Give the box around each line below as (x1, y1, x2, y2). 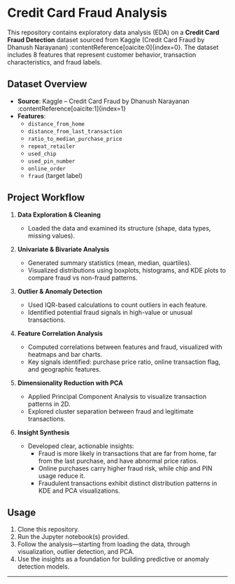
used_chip (27, 150, 57, 157)
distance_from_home (27, 121, 85, 128)
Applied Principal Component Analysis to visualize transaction (27, 392, 207, 400)
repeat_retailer (27, 142, 76, 150)
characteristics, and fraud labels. (7, 57, 102, 66)
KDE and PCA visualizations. (38, 486, 120, 495)
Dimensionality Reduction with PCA (17, 379, 124, 387)
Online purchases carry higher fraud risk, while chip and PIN (38, 464, 213, 473)
